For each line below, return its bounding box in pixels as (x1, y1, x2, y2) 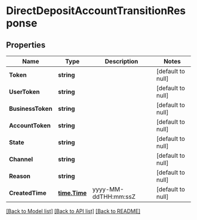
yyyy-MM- (92, 185, 124, 193)
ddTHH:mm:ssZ (92, 192, 136, 201)
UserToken (9, 88, 40, 96)
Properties (6, 40, 46, 50)
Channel (9, 155, 33, 163)
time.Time (57, 189, 87, 197)
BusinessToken (9, 104, 53, 113)
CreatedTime (9, 189, 47, 197)
